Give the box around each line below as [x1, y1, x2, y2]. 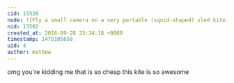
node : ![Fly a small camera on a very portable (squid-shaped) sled [7, 17, 210, 24]
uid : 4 [7, 42, 26, 49]
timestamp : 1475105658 [7, 36, 73, 43]
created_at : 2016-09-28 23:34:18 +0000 [7, 29, 123, 37]
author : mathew [7, 49, 52, 56]
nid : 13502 [7, 23, 39, 30]
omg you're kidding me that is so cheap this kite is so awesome [7, 67, 189, 76]
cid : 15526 [7, 10, 39, 17]
